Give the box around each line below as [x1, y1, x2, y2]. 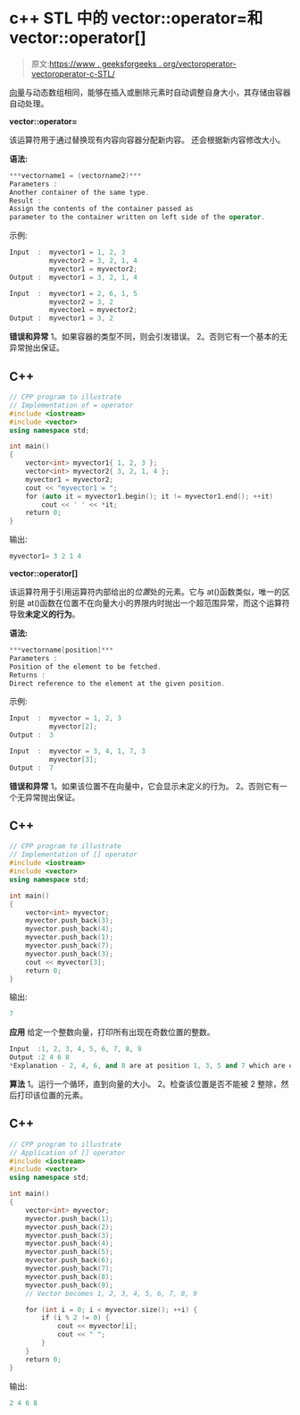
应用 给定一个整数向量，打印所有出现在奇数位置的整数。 [9, 1027, 215, 1038]
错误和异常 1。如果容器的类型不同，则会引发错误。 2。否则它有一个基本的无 [9, 332, 288, 342]
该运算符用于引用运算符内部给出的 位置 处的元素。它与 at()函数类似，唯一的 [9, 586, 283, 597]
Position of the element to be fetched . [9, 662, 162, 671]
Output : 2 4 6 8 [9, 1053, 70, 1062]
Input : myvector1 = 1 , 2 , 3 [9, 248, 126, 257]
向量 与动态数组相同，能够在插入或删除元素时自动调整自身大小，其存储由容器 [9, 87, 291, 97]
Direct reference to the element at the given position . [9, 678, 226, 688]
